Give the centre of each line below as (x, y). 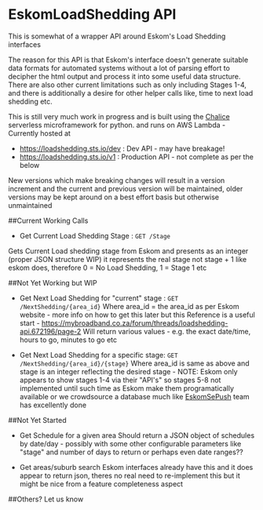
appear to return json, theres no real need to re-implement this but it (130, 475)
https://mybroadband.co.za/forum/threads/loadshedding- (135, 322)
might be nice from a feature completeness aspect (101, 483)
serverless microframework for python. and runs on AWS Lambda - (117, 125)
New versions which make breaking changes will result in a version (117, 180)
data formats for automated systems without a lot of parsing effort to (119, 67)
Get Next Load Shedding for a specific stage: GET (99, 355)
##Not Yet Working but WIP (53, 282)
